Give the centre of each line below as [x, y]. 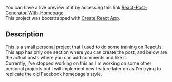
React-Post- [134, 7]
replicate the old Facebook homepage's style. [54, 74]
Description [24, 35]
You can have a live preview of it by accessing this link [63, 7]
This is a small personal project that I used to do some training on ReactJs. [84, 47]
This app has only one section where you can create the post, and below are [86, 52]
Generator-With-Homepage [34, 13]
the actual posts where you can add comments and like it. [66, 57]
